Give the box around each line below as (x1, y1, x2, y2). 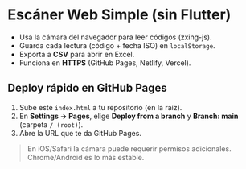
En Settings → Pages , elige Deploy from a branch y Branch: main (18, 111, 239, 121)
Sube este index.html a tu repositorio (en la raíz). (18, 102, 182, 112)
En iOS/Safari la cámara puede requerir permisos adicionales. (27, 143, 232, 154)
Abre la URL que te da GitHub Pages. (18, 128, 142, 138)
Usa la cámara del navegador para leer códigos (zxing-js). (18, 32, 212, 42)
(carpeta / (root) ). (18, 119, 84, 130)
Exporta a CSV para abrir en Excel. (18, 49, 135, 59)
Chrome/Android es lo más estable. (27, 152, 145, 162)
